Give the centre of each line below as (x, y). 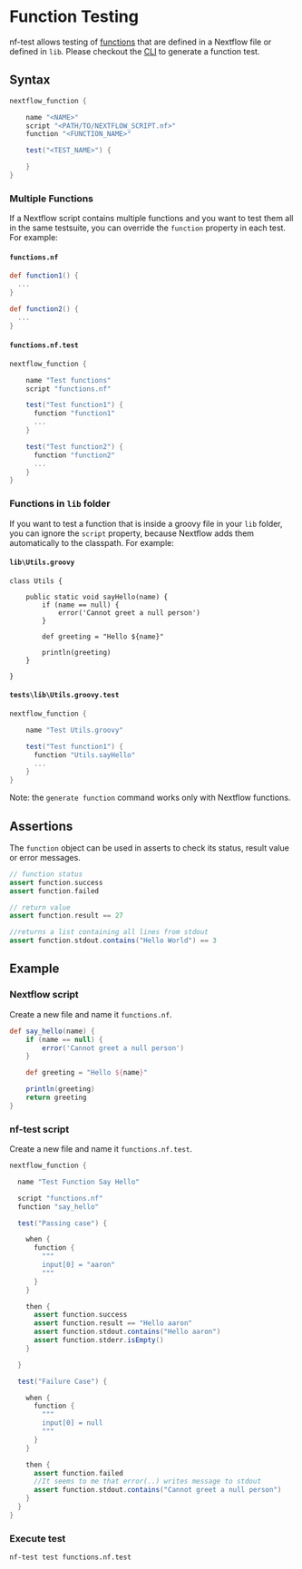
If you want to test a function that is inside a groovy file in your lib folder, (146, 523)
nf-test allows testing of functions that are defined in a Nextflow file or (141, 42)
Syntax (30, 80)
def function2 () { (44, 309)
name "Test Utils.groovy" (75, 730)
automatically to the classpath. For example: (92, 542)
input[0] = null (73, 1423)
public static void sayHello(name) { (97, 597)
